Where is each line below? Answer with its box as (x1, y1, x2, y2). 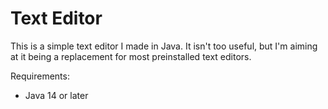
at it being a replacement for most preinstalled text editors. (10, 50, 252, 62)
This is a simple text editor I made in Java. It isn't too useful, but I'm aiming (10, 40, 318, 52)
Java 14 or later (24, 89, 89, 101)
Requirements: (10, 70, 70, 82)
